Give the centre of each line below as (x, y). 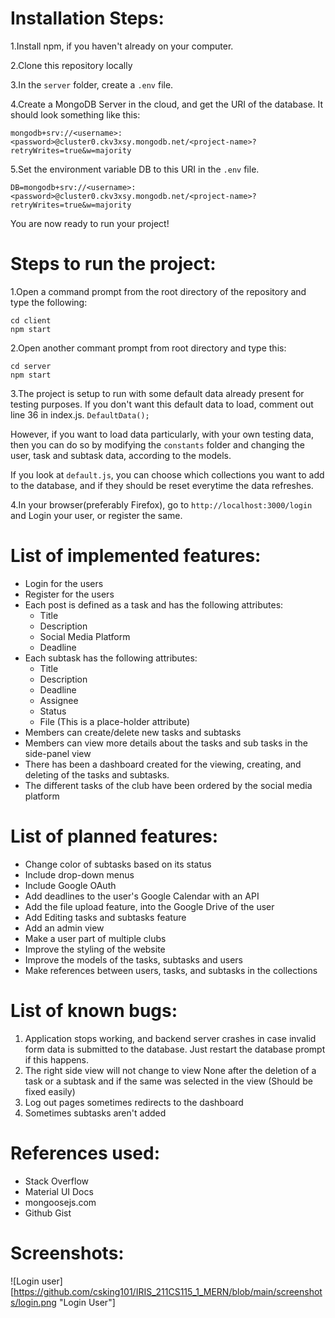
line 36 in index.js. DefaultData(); (80, 414)
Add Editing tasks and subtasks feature (105, 917)
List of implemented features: (136, 556)
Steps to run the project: (113, 264)
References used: (85, 1153)
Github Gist (48, 1213)
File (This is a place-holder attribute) (115, 721)
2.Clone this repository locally (71, 65)
